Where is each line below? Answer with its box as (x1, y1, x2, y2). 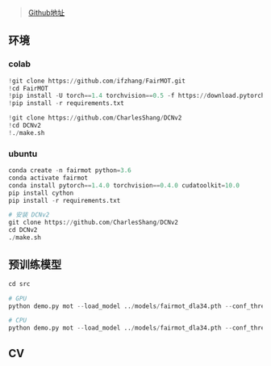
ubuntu (8, 148, 38, 159)
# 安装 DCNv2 (8, 211, 50, 219)
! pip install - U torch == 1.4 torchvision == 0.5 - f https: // (8, 92, 207, 100)
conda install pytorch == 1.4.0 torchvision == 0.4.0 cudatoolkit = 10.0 (8, 181, 240, 189)
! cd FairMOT (8, 84, 48, 92)
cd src (8, 280, 31, 288)
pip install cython (8, 189, 74, 197)
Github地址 (27, 8, 65, 17)
